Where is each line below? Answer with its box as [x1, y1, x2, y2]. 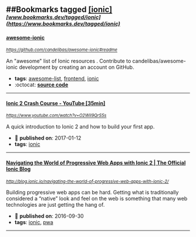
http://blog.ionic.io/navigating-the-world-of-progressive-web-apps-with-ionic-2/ [6, 179, 169, 184]
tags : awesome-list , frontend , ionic [14, 75, 99, 82]
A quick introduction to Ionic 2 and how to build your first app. [6, 123, 155, 130]
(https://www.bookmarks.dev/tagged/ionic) [6, 20, 121, 28]
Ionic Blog [6, 166, 31, 173]
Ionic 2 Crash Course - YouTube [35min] [6, 100, 106, 107]
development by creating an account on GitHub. [19, 64, 134, 71]
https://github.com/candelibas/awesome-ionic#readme [6, 47, 118, 53]
